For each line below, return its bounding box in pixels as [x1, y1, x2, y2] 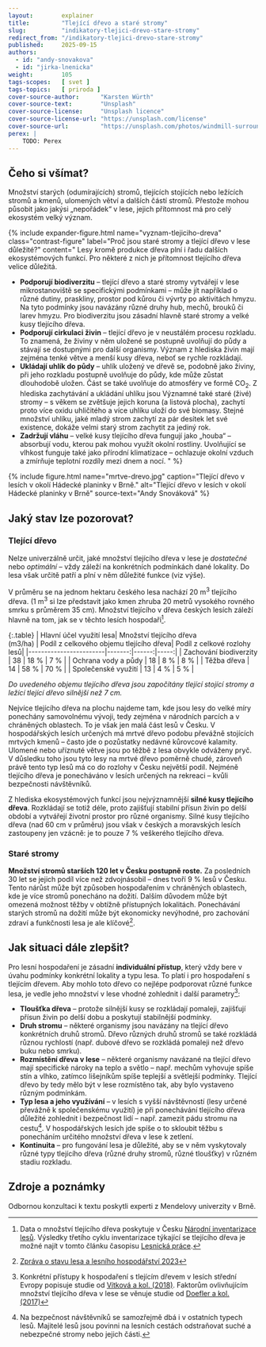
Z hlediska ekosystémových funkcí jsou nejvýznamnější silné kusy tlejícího [8, 795, 254, 804]
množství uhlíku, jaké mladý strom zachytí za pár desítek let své [19, 414, 228, 424]
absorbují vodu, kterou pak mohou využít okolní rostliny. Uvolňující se [19, 440, 246, 449]
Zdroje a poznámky [8, 1180, 105, 1194]
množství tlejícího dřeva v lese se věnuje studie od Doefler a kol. [19, 1288, 230, 1298]
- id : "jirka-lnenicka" [15, 64, 93, 71]
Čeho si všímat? [8, 166, 89, 179]
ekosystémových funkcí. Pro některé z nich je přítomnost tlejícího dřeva [8, 253, 241, 263]
